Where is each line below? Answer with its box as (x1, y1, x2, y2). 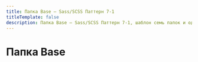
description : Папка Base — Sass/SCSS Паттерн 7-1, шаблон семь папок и (6, 19, 186, 25)
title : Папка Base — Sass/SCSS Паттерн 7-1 (6, 8, 115, 15)
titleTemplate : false (6, 14, 60, 20)
